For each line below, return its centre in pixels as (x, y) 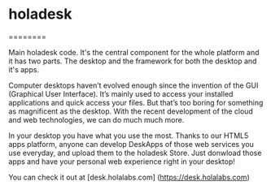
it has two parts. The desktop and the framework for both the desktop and (133, 61)
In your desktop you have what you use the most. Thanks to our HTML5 (129, 136)
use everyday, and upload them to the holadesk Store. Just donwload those (135, 153)
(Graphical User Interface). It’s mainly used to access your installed (121, 93)
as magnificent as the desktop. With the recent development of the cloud (131, 111)
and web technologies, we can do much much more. (96, 119)
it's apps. (24, 69)
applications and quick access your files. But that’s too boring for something (136, 102)
